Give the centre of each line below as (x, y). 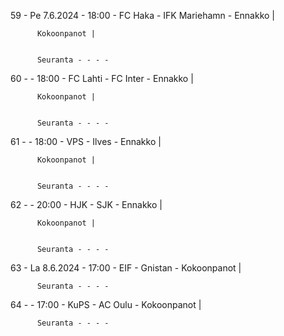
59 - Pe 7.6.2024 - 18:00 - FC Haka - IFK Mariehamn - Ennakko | (143, 15)
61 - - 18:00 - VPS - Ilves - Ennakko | (86, 141)
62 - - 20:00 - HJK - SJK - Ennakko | (86, 204)
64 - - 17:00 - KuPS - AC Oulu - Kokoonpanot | (106, 304)
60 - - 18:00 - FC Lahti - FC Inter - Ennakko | (102, 78)
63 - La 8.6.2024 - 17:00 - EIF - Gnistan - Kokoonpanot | (126, 268)
